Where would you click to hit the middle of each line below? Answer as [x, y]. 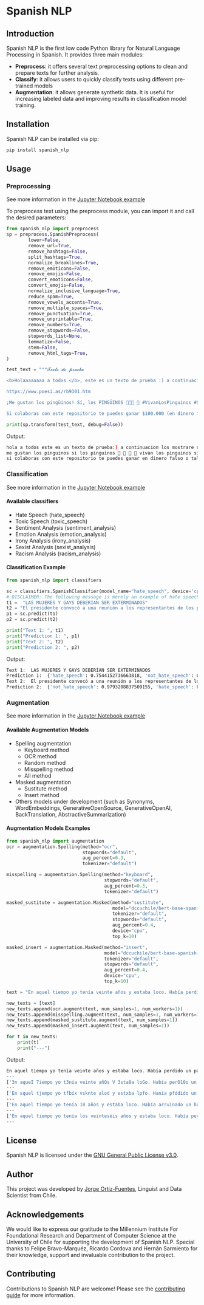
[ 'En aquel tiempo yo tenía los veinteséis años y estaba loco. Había [97, 1116]
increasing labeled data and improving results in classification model [101, 99]
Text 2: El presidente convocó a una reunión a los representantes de [99, 682]
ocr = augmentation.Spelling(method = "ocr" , [62, 847]
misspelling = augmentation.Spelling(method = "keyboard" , [80, 875]
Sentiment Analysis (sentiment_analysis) [66, 527]
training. [25, 105]
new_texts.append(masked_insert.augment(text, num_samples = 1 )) [88, 1026]
